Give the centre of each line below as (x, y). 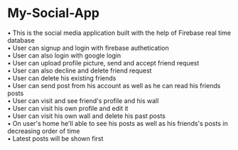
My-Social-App (53, 13)
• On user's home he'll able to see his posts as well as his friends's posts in (118, 123)
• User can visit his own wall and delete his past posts (86, 116)
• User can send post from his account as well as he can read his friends (114, 85)
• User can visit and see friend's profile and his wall (83, 100)
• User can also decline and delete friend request (80, 70)
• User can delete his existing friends (62, 78)
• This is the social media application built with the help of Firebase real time (119, 33)
